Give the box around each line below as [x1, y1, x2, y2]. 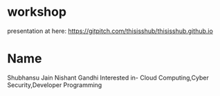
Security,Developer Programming [7, 80, 102, 89]
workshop [7, 4, 67, 20]
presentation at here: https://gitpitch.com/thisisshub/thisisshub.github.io [7, 27, 213, 35]
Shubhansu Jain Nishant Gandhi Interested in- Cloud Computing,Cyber [7, 73, 209, 82]
